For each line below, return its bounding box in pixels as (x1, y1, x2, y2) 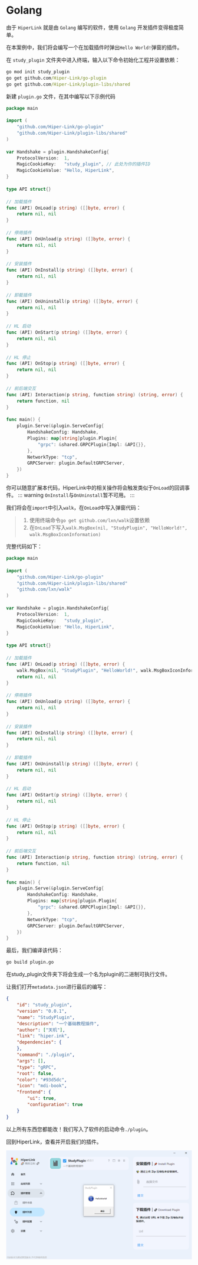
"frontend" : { (16, 1089, 51, 1096)
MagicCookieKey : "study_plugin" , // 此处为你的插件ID (16, 161, 151, 167)
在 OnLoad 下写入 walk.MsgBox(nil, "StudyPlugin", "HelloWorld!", (29, 524, 187, 532)
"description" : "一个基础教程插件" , (16, 1021, 100, 1026)
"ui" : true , (27, 1096, 57, 1101)
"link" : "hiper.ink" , (16, 1033, 70, 1039)
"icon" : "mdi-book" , (16, 1083, 67, 1089)
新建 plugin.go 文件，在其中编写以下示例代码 (6, 93, 116, 100)
